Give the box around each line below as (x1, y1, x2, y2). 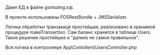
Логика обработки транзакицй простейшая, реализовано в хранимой (5, 24, 155, 30)
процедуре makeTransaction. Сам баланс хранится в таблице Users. (5, 29, 152, 35)
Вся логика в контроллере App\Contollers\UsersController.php (5, 44, 137, 50)
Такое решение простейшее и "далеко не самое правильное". (5, 35, 139, 40)
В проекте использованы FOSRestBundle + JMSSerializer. (5, 14, 128, 20)
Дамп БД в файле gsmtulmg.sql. (5, 5, 74, 10)
